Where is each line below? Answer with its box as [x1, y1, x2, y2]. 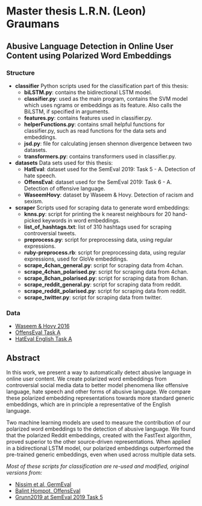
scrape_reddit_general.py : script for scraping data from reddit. [24, 280, 182, 288]
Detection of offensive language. [24, 185, 106, 192]
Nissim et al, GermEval [14, 481, 71, 488]
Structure [6, 68, 35, 77]
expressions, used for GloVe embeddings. [24, 255, 128, 262]
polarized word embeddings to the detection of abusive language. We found [6, 425, 196, 432]
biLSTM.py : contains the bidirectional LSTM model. [24, 89, 153, 96]
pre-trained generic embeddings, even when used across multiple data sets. [6, 451, 196, 458]
